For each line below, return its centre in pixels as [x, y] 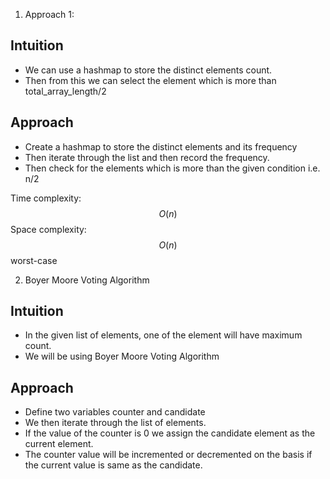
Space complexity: [48, 229]
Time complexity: [46, 198]
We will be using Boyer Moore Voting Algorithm [122, 356]
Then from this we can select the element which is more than [150, 80]
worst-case [34, 260]
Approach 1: [49, 14]
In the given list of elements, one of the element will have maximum [163, 335]
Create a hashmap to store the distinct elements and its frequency [161, 146]
